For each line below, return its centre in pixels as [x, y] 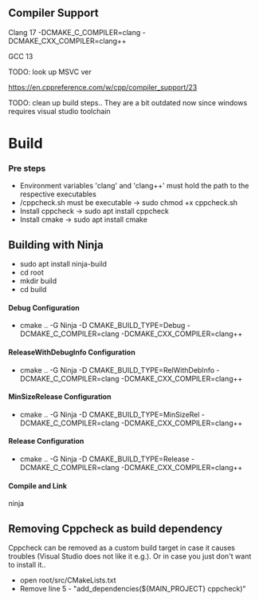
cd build [33, 290]
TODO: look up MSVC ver [50, 72]
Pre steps [27, 168]
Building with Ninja [56, 245]
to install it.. [27, 564]
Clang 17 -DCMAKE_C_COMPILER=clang [75, 32]
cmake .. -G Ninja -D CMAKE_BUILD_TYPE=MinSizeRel [110, 414]
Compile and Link [38, 485]
